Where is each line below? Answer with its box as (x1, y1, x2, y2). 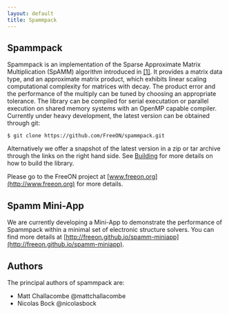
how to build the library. (7, 159, 74, 168)
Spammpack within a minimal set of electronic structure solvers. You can (7, 226, 215, 234)
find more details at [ (7, 233, 66, 242)
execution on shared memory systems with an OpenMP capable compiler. (7, 104, 217, 112)
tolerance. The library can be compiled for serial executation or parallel (7, 97, 209, 106)
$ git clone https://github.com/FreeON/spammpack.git (7, 133, 166, 139)
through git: (7, 119, 40, 128)
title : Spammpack (7, 17, 57, 23)
